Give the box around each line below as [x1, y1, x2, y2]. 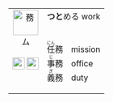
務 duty [55, 72, 89, 83]
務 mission [55, 44, 101, 55]
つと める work [47, 11, 101, 22]
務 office [55, 58, 94, 69]
